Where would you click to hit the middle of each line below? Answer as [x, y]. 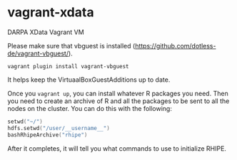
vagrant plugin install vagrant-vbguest [69, 66]
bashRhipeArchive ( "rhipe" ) [47, 135]
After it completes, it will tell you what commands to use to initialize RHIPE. [117, 148]
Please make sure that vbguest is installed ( [71, 46]
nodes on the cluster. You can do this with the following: [90, 108]
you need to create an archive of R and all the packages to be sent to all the [118, 101]
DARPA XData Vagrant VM [46, 32]
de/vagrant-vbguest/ [38, 53]
